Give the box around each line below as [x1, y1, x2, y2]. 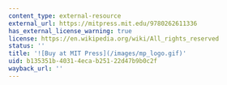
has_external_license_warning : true [8, 27, 132, 35]
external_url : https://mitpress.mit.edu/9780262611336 [8, 19, 198, 28]
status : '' [8, 42, 45, 50]
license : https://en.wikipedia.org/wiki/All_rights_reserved [8, 34, 220, 43]
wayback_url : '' [8, 65, 63, 73]
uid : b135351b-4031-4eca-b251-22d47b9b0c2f [8, 57, 158, 66]
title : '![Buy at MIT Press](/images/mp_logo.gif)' [8, 49, 186, 57]
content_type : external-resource [8, 11, 122, 20]
